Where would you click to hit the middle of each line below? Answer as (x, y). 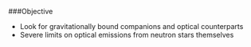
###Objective (31, 11)
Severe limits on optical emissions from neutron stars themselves (127, 35)
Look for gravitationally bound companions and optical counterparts (131, 26)
